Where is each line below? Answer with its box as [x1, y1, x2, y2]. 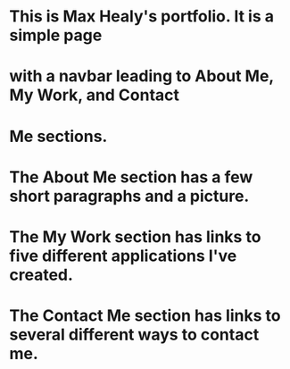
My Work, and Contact [9, 85, 180, 105]
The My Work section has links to [9, 226, 261, 247]
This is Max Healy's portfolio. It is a [9, 6, 275, 27]
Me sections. [9, 126, 108, 147]
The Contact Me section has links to [9, 306, 281, 326]
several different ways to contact [9, 324, 260, 345]
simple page [9, 25, 103, 46]
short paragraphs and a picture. [9, 186, 250, 206]
